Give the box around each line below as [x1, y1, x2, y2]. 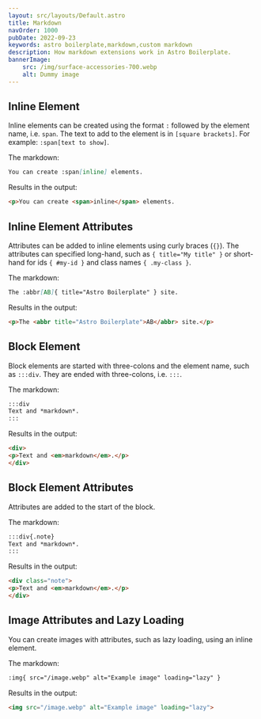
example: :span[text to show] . [8, 138, 109, 147]
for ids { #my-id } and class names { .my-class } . [26, 258, 191, 267]
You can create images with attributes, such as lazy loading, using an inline [8, 634, 253, 644]
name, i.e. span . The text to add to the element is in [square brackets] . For [8, 129, 251, 139]
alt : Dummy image [22, 70, 80, 78]
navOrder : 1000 [8, 26, 59, 34]
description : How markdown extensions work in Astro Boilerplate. [8, 48, 232, 56]
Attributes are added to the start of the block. [8, 502, 156, 512]
